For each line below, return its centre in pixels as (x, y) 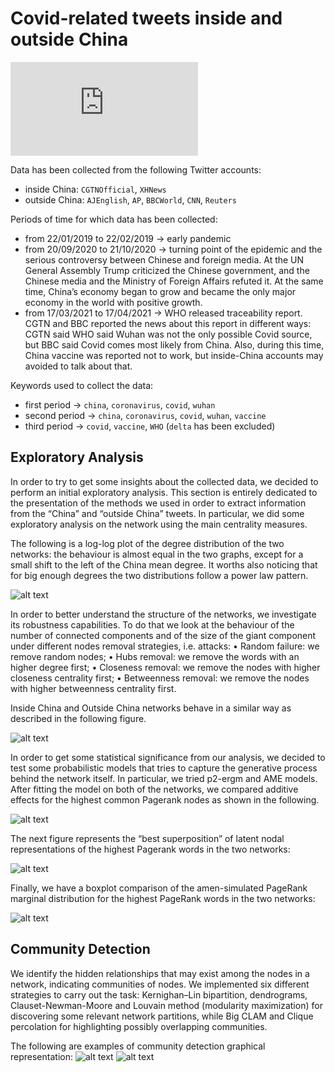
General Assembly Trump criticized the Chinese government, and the (167, 270)
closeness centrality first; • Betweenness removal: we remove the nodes (160, 678)
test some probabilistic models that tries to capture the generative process (164, 768)
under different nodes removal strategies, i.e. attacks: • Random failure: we (165, 646)
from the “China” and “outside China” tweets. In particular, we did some (157, 513)
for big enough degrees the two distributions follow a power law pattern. (159, 575)
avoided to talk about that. (78, 366)
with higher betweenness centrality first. (93, 688)
